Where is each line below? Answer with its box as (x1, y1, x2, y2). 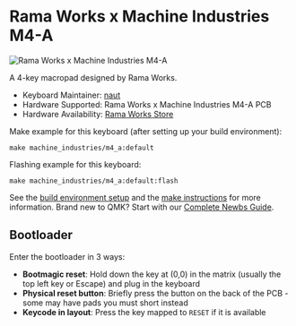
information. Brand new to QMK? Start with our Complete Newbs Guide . (9, 202, 274, 212)
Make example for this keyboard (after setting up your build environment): (9, 125, 283, 136)
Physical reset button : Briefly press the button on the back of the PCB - (22, 287, 289, 298)
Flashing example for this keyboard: (9, 159, 142, 169)
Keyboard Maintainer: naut (22, 90, 121, 100)
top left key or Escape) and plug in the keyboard (22, 278, 200, 288)
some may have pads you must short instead (22, 297, 188, 308)
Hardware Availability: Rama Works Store (22, 108, 174, 119)
